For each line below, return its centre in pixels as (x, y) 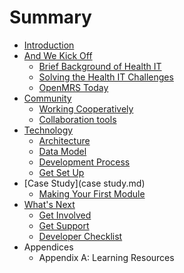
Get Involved (65, 215)
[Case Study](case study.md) (84, 183)
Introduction (49, 45)
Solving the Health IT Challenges (106, 77)
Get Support (64, 225)
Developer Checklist (80, 236)
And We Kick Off (58, 55)
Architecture (64, 140)
